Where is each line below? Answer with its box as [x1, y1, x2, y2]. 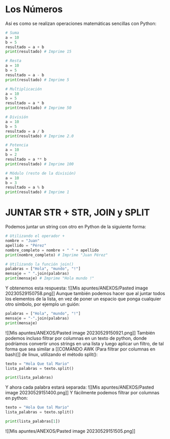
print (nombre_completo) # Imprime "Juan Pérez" [5, 252, 108, 257]
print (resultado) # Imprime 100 [5, 161, 74, 166]
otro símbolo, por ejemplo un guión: [5, 301, 80, 307]
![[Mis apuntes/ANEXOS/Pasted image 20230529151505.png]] [5, 428, 136, 434]
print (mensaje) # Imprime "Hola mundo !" [5, 276, 95, 281]
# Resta [5, 58, 22, 64]
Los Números [5, 4, 63, 15]
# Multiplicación [5, 86, 42, 92]
